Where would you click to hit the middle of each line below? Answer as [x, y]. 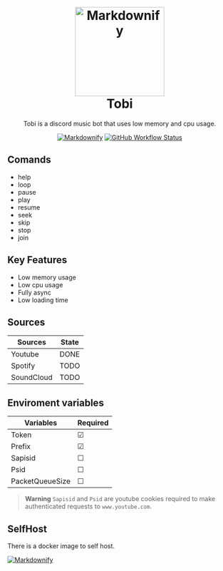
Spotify [23, 366]
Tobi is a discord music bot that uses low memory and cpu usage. [120, 123]
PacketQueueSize [41, 481]
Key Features [37, 260]
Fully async [34, 292]
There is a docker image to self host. [61, 546]
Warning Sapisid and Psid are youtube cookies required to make [120, 499]
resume [29, 207]
